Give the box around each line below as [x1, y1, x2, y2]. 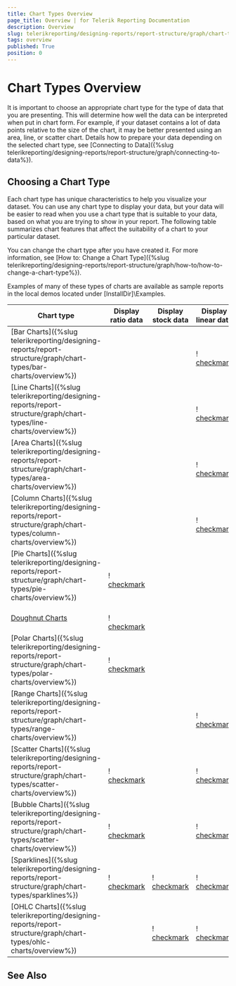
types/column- [11, 528, 61, 538]
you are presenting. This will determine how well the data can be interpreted [7, 111, 228, 119]
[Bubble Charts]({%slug [11, 799, 90, 809]
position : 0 [7, 50, 42, 57]
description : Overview [7, 23, 74, 30]
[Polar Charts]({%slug [11, 633, 84, 643]
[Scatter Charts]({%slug [11, 744, 91, 754]
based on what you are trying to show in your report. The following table [7, 217, 216, 225]
